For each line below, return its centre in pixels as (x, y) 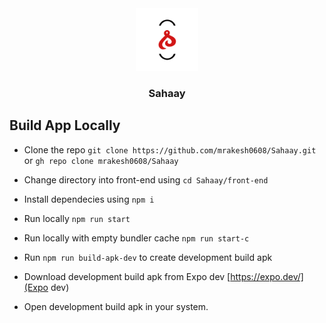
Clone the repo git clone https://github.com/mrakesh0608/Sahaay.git (170, 149)
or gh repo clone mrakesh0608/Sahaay (101, 160)
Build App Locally (65, 125)
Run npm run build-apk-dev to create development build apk (148, 257)
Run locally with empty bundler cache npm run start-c (136, 238)
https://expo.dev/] (267, 276)
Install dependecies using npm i (89, 199)
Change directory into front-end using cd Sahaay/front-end (146, 179)
